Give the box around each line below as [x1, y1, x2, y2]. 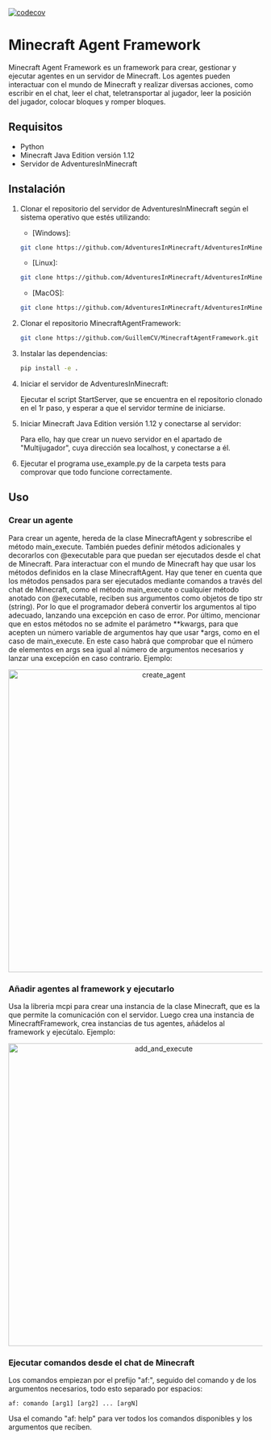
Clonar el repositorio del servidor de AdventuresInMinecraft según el [19, 203, 248, 213]
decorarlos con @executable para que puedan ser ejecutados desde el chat [8, 550, 261, 560]
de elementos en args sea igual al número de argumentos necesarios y [8, 644, 244, 654]
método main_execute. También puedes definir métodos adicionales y [8, 542, 241, 551]
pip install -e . [19, 364, 79, 373]
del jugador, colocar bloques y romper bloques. [8, 97, 166, 107]
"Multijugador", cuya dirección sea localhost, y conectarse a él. [19, 442, 231, 452]
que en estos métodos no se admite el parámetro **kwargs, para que [8, 618, 239, 629]
